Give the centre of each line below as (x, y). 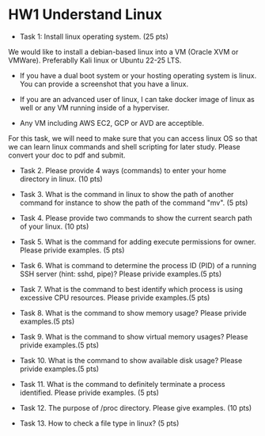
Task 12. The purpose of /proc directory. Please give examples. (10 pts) (136, 408)
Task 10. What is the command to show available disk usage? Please (131, 360)
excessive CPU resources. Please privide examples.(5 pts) (115, 298)
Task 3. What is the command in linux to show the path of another (127, 194)
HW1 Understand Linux (85, 15)
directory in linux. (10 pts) (61, 179)
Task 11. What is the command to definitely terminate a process (122, 384)
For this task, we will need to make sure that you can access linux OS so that (133, 138)
